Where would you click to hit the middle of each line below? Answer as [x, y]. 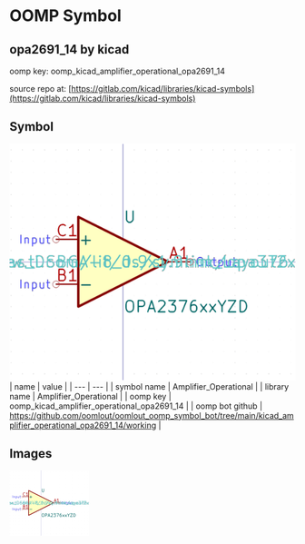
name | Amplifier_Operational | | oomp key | [91, 396]
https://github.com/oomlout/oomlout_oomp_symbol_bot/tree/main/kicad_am [152, 415]
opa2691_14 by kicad [69, 49]
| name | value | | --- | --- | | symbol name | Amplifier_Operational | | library [149, 386]
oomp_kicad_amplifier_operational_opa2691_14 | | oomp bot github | [136, 406]
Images [31, 454]
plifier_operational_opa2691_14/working [83, 425]
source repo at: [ [40, 89]
